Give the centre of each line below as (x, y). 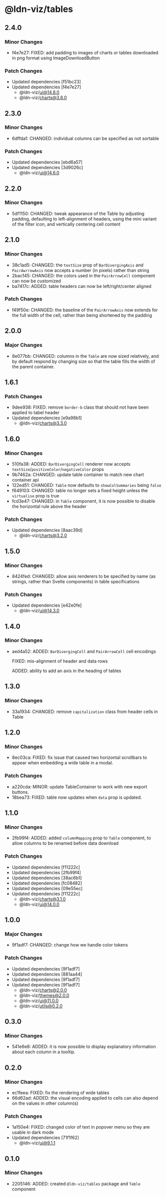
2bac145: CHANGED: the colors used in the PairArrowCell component (83, 275)
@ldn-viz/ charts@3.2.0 (43, 535)
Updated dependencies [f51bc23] (46, 82)
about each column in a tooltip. (43, 1052)
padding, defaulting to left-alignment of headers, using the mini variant (84, 219)
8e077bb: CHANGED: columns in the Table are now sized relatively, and (85, 356)
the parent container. (33, 366)
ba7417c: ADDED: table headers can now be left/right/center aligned (82, 286)
